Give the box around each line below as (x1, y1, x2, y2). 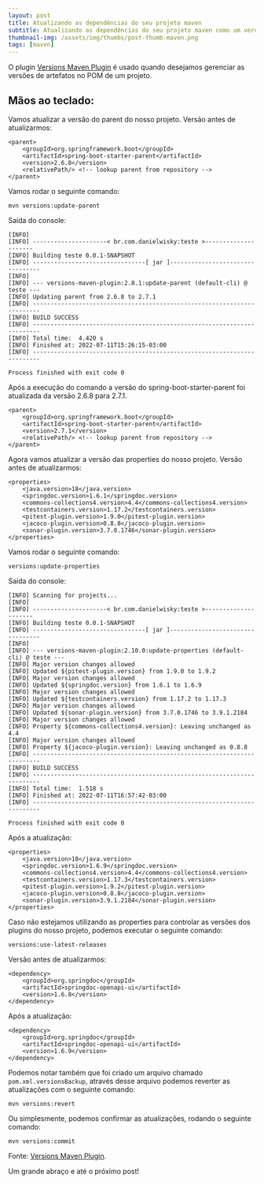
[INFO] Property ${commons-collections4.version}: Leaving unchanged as (8, 722, 251, 730)
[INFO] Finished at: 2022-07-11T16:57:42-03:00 (8, 791, 167, 799)
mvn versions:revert (8, 1100, 76, 1108)
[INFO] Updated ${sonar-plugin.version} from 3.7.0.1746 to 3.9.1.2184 (8, 709, 247, 717)
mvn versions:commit (8, 1137, 76, 1145)
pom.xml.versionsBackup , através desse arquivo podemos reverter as (8, 1076, 230, 1085)
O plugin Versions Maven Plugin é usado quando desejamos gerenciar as (8, 62, 245, 72)
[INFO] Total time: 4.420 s (8, 334, 104, 342)
